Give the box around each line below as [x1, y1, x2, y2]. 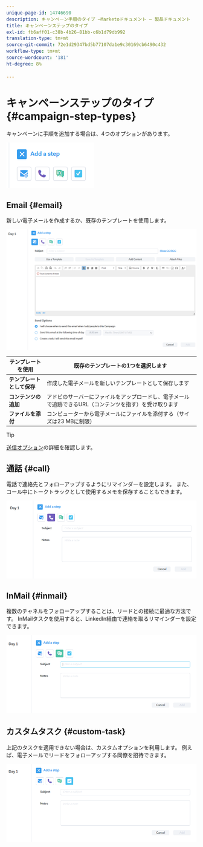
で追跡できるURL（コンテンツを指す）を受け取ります [47, 400, 179, 407]
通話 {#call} [6, 463, 51, 474]
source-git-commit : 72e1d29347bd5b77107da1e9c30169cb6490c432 [6, 42, 166, 48]
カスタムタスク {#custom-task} [6, 726, 126, 737]
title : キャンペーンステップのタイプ [6, 22, 88, 28]
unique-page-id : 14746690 [6, 10, 71, 16]
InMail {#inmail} [6, 591, 68, 601]
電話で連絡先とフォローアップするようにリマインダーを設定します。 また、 [6, 481, 192, 488]
